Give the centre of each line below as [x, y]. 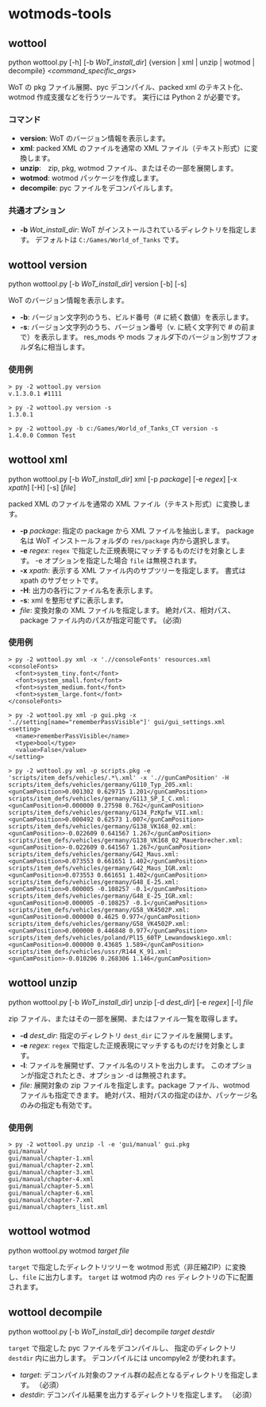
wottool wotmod [50, 1232]
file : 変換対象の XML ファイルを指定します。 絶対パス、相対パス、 [127, 610]
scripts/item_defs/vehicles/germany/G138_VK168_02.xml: [102, 826]
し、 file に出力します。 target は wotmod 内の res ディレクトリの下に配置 [131, 1277]
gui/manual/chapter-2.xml [51, 1165]
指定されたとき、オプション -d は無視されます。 [112, 1075]
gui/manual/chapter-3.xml [51, 1172]
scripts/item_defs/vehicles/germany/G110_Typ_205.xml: [101, 785]
